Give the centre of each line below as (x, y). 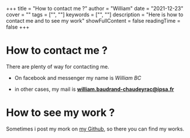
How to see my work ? (61, 113)
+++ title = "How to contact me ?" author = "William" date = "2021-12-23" (95, 8)
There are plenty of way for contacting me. (58, 66)
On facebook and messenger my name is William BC (78, 77)
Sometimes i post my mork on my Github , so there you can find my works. (95, 129)
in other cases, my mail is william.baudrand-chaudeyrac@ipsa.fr (94, 89)
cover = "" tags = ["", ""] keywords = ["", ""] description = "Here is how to (95, 15)
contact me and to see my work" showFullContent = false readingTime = (93, 21)
